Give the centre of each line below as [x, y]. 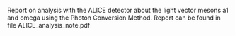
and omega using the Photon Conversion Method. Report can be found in [114, 18]
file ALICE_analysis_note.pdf [49, 25]
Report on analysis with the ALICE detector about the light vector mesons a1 [118, 10]
